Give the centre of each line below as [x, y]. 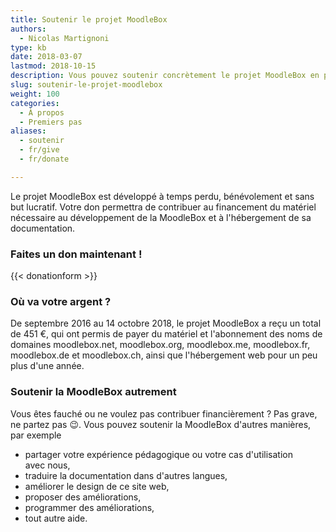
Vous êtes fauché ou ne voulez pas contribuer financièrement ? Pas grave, [164, 413]
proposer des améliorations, [83, 497]
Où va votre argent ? [61, 301]
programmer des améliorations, [89, 507]
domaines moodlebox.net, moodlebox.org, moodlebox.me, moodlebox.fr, [160, 345]
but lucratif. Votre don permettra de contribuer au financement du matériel [163, 207]
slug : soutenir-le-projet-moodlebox [86, 85]
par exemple [36, 435]
